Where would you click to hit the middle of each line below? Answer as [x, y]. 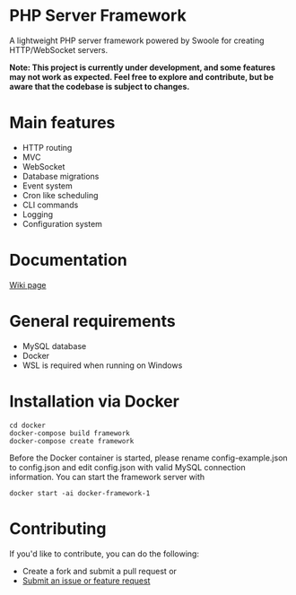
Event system [48, 186]
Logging [38, 214]
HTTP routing [47, 147]
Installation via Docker [94, 401]
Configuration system [62, 223]
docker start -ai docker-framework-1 [80, 493]
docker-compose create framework [72, 441]
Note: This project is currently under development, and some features [142, 67]
